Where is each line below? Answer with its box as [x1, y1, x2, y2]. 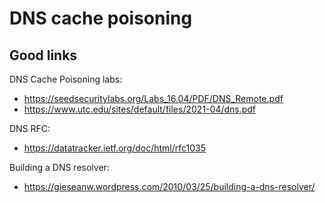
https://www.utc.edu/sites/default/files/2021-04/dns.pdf [23, 103, 257, 115]
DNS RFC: [9, 123, 51, 134]
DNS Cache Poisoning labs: [9, 73, 123, 85]
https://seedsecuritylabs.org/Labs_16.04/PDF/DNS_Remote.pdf [23, 93, 284, 104]
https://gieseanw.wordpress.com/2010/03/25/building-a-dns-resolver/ [23, 181, 316, 192]
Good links [9, 47, 78, 64]
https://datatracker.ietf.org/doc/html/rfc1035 [23, 142, 207, 154]
